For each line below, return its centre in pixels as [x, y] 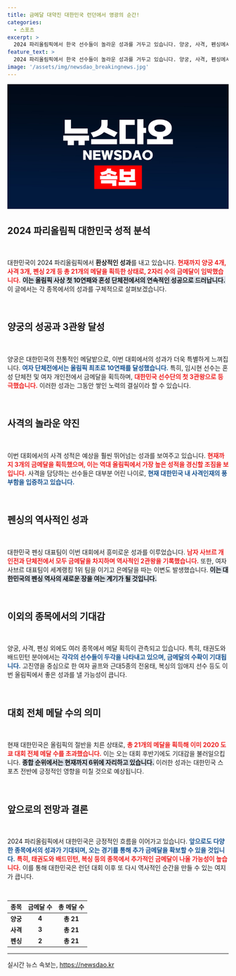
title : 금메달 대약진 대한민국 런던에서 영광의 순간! [73, 15]
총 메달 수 [72, 907]
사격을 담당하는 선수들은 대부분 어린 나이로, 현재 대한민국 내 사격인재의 [124, 473]
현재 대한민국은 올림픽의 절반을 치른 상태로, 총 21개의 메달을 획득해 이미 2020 [113, 745]
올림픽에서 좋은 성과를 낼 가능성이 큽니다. [71, 675]
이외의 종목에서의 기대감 [56, 616]
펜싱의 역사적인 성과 [48, 520]
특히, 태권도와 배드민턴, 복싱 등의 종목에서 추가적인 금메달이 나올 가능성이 [116, 859]
